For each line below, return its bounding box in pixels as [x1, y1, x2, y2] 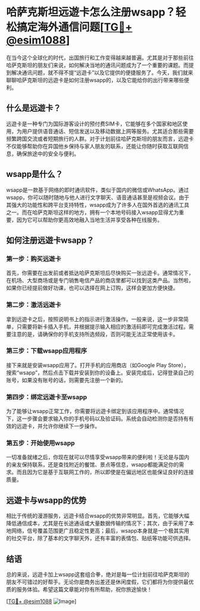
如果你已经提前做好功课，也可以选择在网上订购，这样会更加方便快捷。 [6, 285, 179, 292]
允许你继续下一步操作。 [42, 423, 100, 430]
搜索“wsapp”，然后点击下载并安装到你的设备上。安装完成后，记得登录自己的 [6, 369, 194, 376]
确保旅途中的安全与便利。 [16, 150, 79, 157]
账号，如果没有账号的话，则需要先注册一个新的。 [6, 376, 126, 383]
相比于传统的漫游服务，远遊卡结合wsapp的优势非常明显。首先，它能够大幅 [6, 512, 189, 520]
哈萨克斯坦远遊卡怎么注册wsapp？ [6, 5, 176, 19]
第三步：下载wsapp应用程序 [6, 347, 87, 355]
